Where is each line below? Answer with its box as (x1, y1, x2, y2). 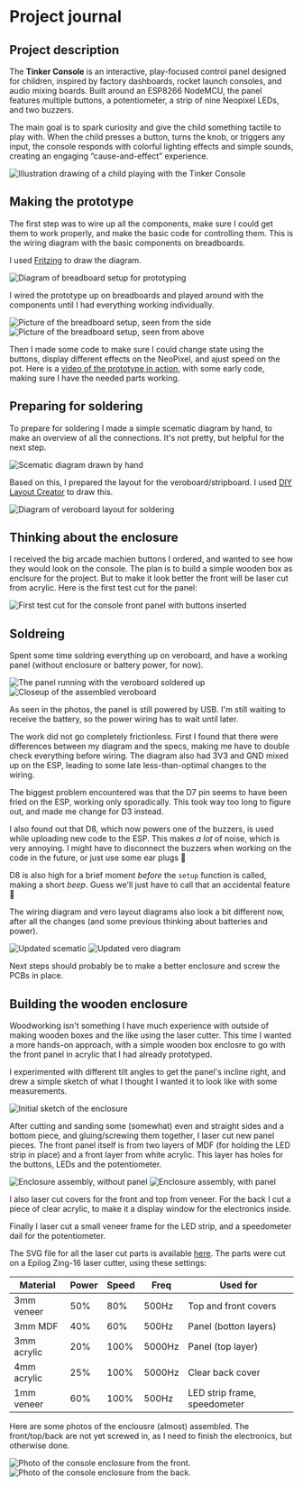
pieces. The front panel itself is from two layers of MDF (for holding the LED (9, 1140, 291, 1151)
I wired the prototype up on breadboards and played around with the (9, 289, 264, 300)
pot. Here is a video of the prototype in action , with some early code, (9, 362, 265, 373)
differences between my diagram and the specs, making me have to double (9, 741, 290, 752)
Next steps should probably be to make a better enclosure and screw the (9, 960, 280, 971)
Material (19, 1279, 56, 1291)
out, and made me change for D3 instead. (9, 806, 164, 817)
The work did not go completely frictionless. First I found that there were (9, 731, 279, 742)
